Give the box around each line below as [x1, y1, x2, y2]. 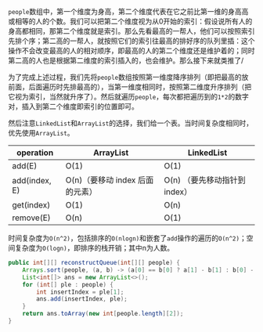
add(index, [12, 175, 52, 186]
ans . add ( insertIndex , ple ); [36, 295, 128, 303]
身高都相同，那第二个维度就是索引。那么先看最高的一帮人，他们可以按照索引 [8, 27, 255, 35]
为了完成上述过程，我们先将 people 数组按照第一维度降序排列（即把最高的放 [8, 73, 249, 81]
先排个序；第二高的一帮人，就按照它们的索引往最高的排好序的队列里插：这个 [8, 36, 255, 45]
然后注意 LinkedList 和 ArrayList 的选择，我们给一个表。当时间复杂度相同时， [8, 118, 254, 128]
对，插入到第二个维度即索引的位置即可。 [8, 102, 139, 111]
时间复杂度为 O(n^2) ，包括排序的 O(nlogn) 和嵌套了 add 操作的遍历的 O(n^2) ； [8, 233, 247, 243]
